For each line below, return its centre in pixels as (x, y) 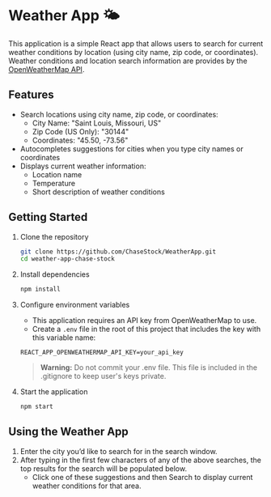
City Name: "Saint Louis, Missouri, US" (97, 123)
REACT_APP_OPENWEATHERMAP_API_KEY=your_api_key (102, 353)
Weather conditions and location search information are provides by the (128, 61)
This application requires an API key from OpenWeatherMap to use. (144, 321)
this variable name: (64, 338)
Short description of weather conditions (99, 192)
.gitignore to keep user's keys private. (103, 376)
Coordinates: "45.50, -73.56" (80, 140)
